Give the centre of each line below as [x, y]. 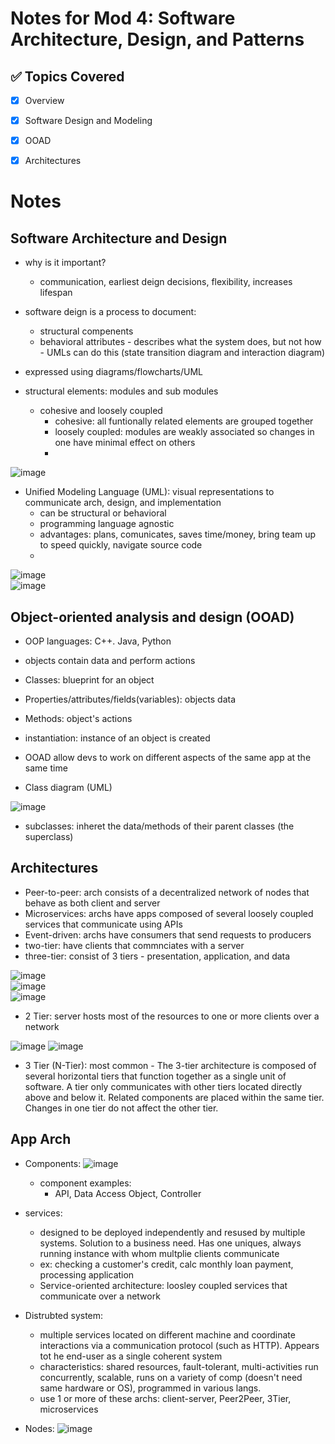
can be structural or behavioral [103, 513]
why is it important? [65, 263]
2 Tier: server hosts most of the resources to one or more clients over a [172, 1016]
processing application [87, 1274]
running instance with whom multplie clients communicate [159, 1253]
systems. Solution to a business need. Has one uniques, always [170, 1243]
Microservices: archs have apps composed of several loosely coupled [169, 913]
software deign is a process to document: [110, 312]
